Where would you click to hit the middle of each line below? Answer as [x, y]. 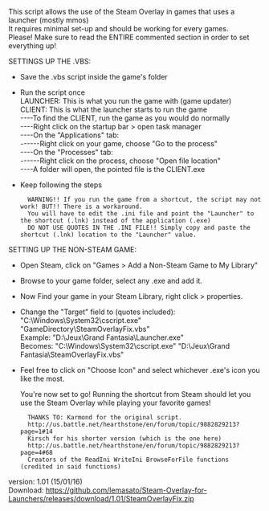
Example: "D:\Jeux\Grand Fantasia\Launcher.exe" [102, 337]
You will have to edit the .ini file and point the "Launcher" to [141, 214]
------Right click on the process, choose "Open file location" [120, 161]
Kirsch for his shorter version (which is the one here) [125, 439]
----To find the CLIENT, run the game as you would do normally [125, 118]
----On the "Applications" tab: [69, 135]
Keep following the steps [61, 185]
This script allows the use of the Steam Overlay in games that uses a [122, 12]
